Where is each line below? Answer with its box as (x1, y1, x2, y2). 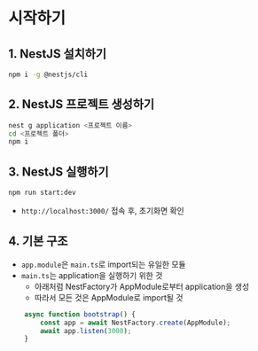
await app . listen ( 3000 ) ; (40, 326, 132, 335)
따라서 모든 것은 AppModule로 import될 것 (34, 292, 184, 302)
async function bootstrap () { (24, 309, 137, 319)
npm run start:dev (8, 188, 76, 198)
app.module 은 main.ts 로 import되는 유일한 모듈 (20, 259, 186, 269)
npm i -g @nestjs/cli (8, 70, 89, 79)
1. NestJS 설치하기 (8, 46, 107, 61)
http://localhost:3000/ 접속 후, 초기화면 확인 (20, 206, 184, 215)
